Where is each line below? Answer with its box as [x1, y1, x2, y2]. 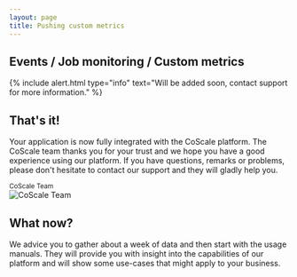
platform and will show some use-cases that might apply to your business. [9, 257, 281, 268]
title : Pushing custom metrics [9, 21, 125, 30]
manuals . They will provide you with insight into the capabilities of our [9, 248, 264, 258]
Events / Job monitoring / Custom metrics [9, 54, 245, 69]
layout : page [9, 12, 58, 22]
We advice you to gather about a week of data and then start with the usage [9, 239, 287, 249]
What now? [9, 215, 74, 231]
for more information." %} [9, 87, 104, 98]
